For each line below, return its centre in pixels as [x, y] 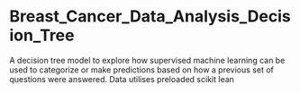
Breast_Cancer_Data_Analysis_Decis [150, 17]
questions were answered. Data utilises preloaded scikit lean [122, 79]
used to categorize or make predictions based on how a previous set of [142, 70]
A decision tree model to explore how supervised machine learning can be [147, 60]
